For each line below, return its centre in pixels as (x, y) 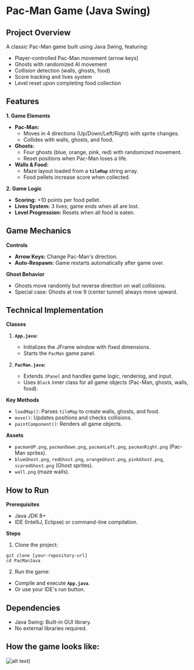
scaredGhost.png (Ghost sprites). (54, 465)
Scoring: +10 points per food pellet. (57, 200)
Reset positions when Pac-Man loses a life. (75, 158)
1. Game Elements (28, 115)
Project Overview (38, 33)
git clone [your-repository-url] (47, 556)
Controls (17, 245)
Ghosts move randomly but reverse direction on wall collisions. (90, 285)
